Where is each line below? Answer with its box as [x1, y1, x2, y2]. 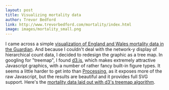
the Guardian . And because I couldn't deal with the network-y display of [5, 46, 157, 52]
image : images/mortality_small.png [5, 27, 81, 32]
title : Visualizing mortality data [5, 12, 81, 17]
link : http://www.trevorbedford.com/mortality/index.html [5, 22, 132, 27]
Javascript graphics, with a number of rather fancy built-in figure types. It [5, 63, 160, 69]
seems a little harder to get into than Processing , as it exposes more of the [5, 68, 162, 75]
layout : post [5, 7, 33, 13]
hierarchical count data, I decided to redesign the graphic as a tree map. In [5, 52, 163, 58]
